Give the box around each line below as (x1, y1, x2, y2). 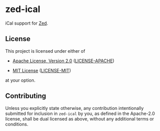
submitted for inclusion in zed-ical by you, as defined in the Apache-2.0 (5, 110, 155, 116)
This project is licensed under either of (5, 48, 86, 54)
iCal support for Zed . (5, 20, 48, 26)
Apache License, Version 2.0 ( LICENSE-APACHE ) (12, 58, 115, 64)
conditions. (5, 121, 29, 127)
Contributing (5, 92, 46, 100)
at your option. (5, 77, 36, 83)
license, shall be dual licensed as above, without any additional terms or (5, 115, 154, 121)
